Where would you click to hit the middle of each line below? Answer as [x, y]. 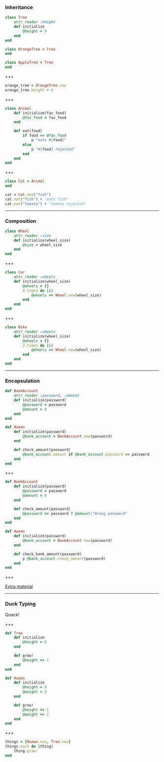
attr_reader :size [32, 236]
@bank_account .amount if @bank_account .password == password [86, 454]
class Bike [16, 327]
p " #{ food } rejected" [53, 149]
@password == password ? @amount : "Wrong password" [75, 513]
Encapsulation [22, 381]
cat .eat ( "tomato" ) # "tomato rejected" [46, 204]
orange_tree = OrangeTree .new [36, 86]
